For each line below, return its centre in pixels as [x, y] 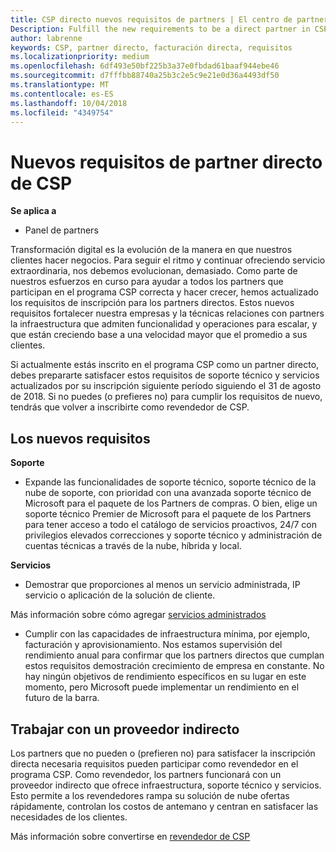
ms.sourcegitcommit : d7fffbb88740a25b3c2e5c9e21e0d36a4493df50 [145, 76]
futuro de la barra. [62, 698]
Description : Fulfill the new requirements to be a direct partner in [160, 29]
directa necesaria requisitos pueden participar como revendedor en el [154, 763]
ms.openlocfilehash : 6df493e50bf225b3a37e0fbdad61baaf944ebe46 [145, 66]
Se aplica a [33, 211]
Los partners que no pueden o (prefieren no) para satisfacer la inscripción [163, 753]
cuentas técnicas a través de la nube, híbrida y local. [133, 546]
